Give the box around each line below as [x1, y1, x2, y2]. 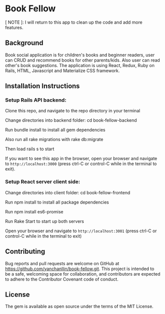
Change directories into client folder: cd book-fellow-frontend [5, 189, 131, 195]
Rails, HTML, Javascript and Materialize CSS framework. [5, 68, 120, 73]
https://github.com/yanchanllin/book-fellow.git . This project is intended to [5, 266, 154, 272]
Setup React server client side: [5, 178, 80, 185]
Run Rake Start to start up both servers [5, 218, 84, 224]
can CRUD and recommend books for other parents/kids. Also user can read [5, 57, 160, 63]
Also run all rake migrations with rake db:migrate [5, 137, 103, 142]
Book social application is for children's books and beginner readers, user [5, 52, 155, 58]
